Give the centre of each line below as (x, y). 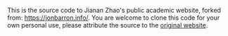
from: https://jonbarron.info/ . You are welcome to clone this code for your (114, 18)
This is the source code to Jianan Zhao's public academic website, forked (114, 10)
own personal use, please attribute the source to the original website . (108, 25)
